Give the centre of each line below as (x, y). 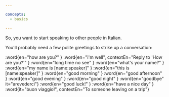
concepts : (16, 14)
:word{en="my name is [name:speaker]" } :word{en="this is (68, 68)
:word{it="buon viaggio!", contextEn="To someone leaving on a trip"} (77, 89)
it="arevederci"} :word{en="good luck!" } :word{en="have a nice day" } (80, 84)
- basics (19, 19)
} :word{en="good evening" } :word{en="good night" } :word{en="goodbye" (85, 78)
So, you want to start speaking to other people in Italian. (64, 38)
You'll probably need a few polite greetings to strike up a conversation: (79, 47)
